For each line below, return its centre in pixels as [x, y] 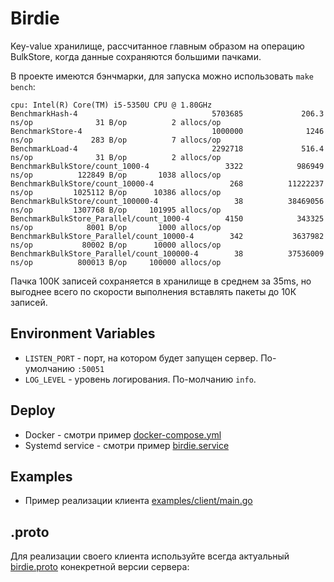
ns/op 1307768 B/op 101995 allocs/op [116, 210]
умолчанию [50, 368]
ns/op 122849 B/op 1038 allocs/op [116, 175]
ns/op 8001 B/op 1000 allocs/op [116, 227]
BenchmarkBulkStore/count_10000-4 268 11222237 [167, 183]
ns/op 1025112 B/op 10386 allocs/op [116, 192]
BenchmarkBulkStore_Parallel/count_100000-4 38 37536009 [167, 253]
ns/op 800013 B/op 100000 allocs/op [116, 262]
